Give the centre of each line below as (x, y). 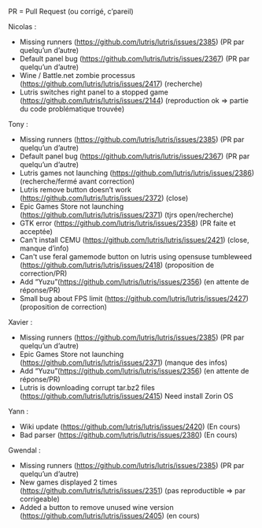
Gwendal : (24, 450)
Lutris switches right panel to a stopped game (94, 92)
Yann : (18, 411)
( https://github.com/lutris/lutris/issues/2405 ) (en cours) (110, 516)
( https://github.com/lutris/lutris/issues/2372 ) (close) (104, 198)
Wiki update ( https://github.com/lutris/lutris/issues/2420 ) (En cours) (130, 426)
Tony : (18, 124)
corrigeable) (40, 499)
